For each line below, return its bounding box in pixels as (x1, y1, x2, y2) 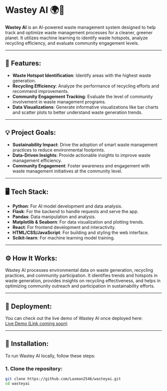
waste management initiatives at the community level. (12, 168, 123, 174)
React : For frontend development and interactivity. (12, 225, 116, 231)
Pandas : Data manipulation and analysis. (12, 214, 96, 220)
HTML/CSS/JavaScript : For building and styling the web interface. (12, 230, 149, 235)
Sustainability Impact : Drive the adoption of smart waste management (12, 142, 158, 148)
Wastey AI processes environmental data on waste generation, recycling (5, 267, 153, 273)
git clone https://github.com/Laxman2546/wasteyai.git (5, 377, 121, 382)
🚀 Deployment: (5, 302, 52, 311)
